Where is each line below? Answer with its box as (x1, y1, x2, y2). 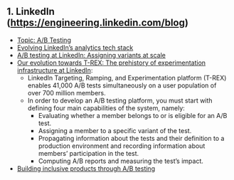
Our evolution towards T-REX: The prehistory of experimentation (16, 58, 206, 67)
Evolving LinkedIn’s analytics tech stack (16, 43, 134, 52)
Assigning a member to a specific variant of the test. (38, 126, 192, 134)
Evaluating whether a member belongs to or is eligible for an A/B (38, 111, 228, 120)
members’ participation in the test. (38, 149, 139, 157)
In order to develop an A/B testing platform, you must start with (27, 96, 213, 105)
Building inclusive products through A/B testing (16, 164, 156, 173)
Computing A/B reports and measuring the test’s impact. (38, 157, 203, 165)
